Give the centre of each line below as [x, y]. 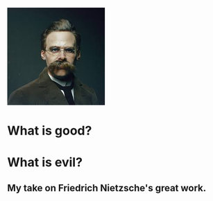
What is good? [50, 131]
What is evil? [45, 163]
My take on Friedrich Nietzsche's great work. [107, 188]
